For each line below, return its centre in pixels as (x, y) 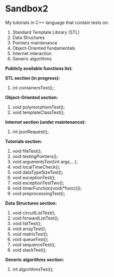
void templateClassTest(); (38, 112)
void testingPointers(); (35, 156)
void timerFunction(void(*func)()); (47, 188)
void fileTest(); (27, 151)
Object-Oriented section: (32, 97)
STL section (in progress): (33, 78)
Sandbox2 (27, 9)
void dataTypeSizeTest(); (38, 172)
